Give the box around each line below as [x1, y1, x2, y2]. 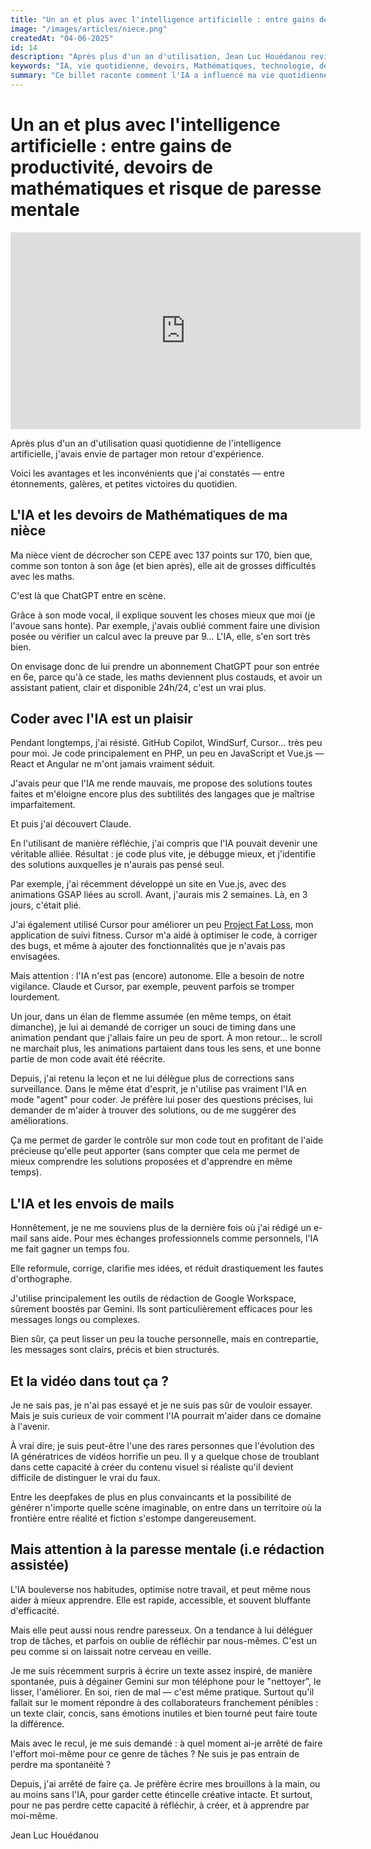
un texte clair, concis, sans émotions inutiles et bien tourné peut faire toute [10, 1707, 318, 1719]
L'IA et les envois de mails [10, 1195, 175, 1212]
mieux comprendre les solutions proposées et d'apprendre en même [10, 1156, 293, 1168]
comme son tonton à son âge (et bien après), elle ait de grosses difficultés [10, 559, 317, 571]
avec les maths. [10, 570, 75, 582]
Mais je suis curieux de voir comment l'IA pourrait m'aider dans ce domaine [10, 1410, 322, 1422]
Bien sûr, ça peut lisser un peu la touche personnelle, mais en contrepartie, [10, 1333, 319, 1345]
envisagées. [10, 951, 61, 963]
